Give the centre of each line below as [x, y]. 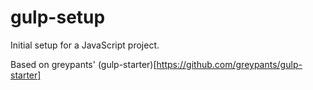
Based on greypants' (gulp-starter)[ [83, 64]
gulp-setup [58, 17]
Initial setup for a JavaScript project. [85, 45]
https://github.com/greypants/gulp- [229, 64]
